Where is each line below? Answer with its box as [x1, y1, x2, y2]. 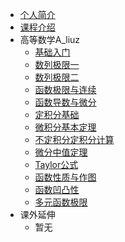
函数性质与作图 [34, 171, 97, 183]
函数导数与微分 [34, 96, 97, 108]
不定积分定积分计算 [34, 134, 115, 145]
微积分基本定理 [34, 121, 97, 133]
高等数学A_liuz [19, 34, 81, 45]
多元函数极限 [34, 196, 88, 208]
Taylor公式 [34, 159, 79, 170]
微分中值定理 [34, 146, 88, 158]
